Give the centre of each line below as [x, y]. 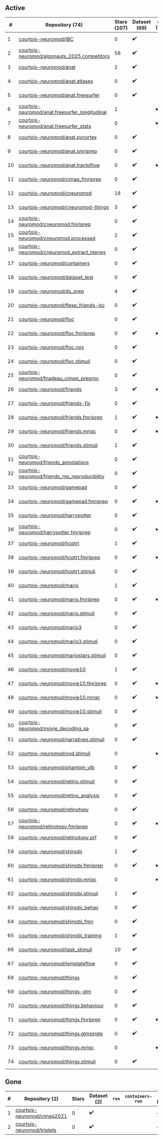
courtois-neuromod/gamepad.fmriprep [63, 501]
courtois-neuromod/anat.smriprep [58, 151]
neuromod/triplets [36, 1130]
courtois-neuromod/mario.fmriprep [59, 599]
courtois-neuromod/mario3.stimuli [58, 641]
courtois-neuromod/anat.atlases [56, 81]
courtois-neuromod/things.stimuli [57, 1062]
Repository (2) [41, 1099]
